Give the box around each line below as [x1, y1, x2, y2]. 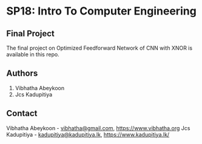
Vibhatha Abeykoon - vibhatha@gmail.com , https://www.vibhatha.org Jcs [6, 124, 190, 131]
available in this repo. [6, 51, 59, 58]
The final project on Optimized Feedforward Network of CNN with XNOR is [6, 44, 193, 51]
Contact [6, 108, 38, 119]
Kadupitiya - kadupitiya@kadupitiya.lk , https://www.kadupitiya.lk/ [6, 131, 170, 138]
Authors [6, 68, 38, 79]
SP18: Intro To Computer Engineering [6, 4, 197, 18]
